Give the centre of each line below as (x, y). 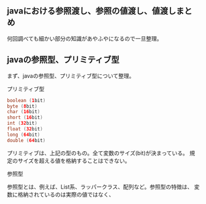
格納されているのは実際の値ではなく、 (66, 194)
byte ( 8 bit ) (22, 106)
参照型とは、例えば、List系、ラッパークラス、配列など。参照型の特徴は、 (100, 187)
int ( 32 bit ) (22, 124)
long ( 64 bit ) (24, 135)
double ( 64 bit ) (26, 140)
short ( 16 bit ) (25, 118)
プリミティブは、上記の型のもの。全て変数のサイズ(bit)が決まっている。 (98, 153)
